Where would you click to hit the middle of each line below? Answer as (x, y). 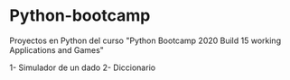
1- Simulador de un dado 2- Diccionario (83, 67)
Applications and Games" (56, 49)
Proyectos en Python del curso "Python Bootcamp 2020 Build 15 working (145, 40)
